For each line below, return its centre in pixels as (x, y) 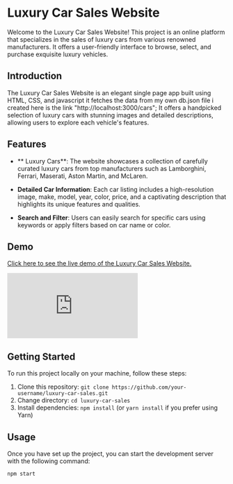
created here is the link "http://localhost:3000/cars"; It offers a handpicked (114, 107)
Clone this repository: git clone (63, 387)
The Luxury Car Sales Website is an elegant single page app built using (109, 92)
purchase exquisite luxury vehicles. (58, 54)
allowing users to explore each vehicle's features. (78, 122)
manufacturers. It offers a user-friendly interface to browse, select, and (109, 47)
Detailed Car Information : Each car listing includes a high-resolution (115, 189)
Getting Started (41, 356)
